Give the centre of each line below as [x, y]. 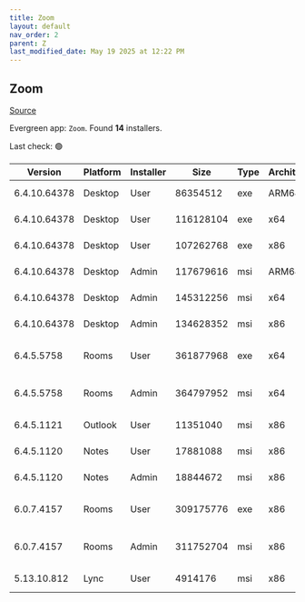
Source [23, 110]
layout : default [40, 26]
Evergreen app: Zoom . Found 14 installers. [86, 127]
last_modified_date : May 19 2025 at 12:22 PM [97, 52]
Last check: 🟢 [36, 145]
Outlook [100, 425]
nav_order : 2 [34, 35]
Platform [102, 172]
